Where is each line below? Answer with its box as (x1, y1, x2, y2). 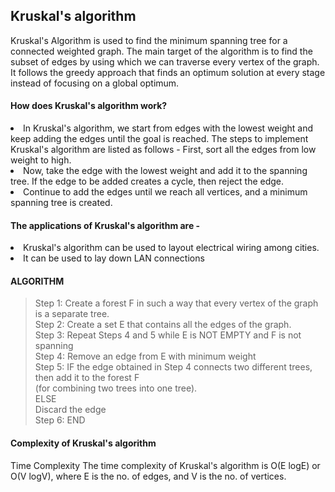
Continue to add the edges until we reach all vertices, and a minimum (23, 186, 308, 198)
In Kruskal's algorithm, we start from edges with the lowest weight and (23, 122, 313, 134)
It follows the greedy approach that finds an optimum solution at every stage (10, 66, 326, 78)
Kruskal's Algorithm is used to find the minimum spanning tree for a (10, 34, 288, 46)
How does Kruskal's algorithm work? (10, 100, 168, 112)
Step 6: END (34, 414, 86, 426)
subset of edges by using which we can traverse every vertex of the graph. (10, 55, 320, 68)
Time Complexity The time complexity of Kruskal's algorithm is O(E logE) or (10, 459, 321, 471)
